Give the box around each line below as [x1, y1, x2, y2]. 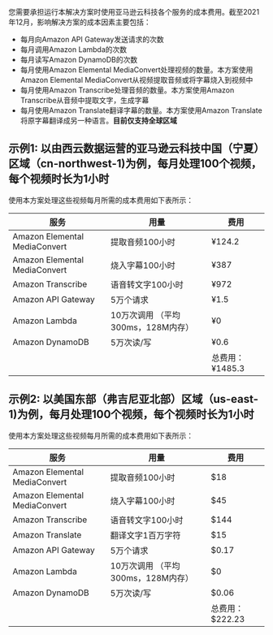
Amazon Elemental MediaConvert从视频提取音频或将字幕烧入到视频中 [19, 76, 253, 84]
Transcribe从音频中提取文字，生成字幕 [19, 96, 149, 105]
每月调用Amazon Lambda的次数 [19, 45, 128, 54]
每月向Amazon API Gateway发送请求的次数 [19, 35, 164, 44]
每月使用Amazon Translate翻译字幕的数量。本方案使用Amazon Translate [19, 106, 262, 115]
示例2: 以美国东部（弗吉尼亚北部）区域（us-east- [8, 392, 258, 406]
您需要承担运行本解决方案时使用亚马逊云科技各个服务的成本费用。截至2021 [8, 7, 260, 16]
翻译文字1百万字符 [110, 529, 181, 541]
